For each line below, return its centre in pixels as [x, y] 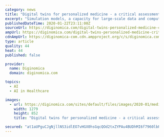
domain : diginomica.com [33, 73]
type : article [20, 42]
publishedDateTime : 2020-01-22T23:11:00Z [48, 23]
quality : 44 [17, 46]
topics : [13, 82]
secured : [14, 127]
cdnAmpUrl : [16, 37]
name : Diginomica [27, 68]
